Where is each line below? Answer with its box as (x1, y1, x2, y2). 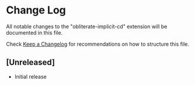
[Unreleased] (6, 57, 55, 67)
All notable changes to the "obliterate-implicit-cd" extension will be (6, 23, 168, 30)
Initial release (14, 73, 47, 80)
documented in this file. (6, 29, 63, 36)
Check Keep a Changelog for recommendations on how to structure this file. (6, 40, 190, 47)
